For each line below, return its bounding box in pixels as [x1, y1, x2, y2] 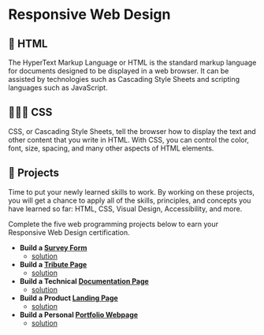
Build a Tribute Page [19, 259, 87, 269]
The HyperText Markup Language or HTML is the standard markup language [8, 58, 257, 67]
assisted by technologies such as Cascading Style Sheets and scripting [8, 75, 240, 84]
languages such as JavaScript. [8, 83, 108, 92]
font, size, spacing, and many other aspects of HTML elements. [8, 143, 214, 153]
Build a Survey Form [19, 243, 87, 252]
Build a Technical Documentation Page [19, 276, 150, 285]
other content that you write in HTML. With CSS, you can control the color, [8, 135, 250, 144]
